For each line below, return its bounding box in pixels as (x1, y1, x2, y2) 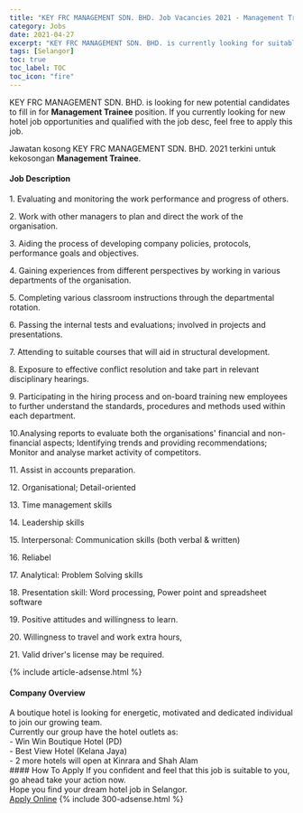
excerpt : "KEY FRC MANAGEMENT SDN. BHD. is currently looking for (9, 38, 264, 48)
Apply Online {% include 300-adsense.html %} (9, 794, 184, 805)
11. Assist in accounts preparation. (9, 464, 136, 475)
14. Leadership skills (9, 517, 85, 528)
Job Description (9, 173, 71, 184)
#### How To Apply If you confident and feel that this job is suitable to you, (9, 765, 290, 776)
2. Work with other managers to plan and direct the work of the (9, 210, 243, 221)
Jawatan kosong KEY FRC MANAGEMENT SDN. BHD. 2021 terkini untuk (9, 143, 277, 154)
